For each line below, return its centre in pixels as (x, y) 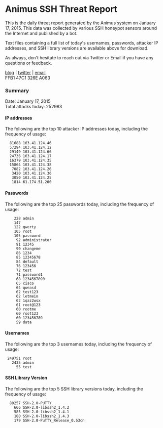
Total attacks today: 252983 (34, 107)
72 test (24, 270)
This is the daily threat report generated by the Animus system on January (81, 23)
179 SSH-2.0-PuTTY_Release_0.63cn (49, 421)
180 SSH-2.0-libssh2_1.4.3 (42, 416)
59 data (24, 322)
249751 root (19, 358)
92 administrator (34, 240)
